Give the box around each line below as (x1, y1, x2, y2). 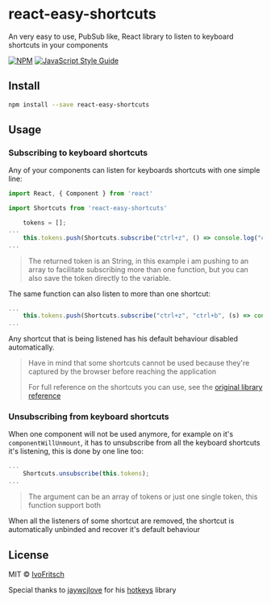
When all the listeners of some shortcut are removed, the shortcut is (8, 516, 235, 526)
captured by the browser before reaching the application (27, 366, 217, 376)
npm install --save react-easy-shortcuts (8, 100, 150, 109)
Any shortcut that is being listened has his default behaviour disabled (8, 334, 239, 344)
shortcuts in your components (8, 40, 109, 49)
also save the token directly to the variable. (27, 273, 172, 283)
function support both (27, 500, 102, 510)
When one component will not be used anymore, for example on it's (8, 429, 234, 439)
